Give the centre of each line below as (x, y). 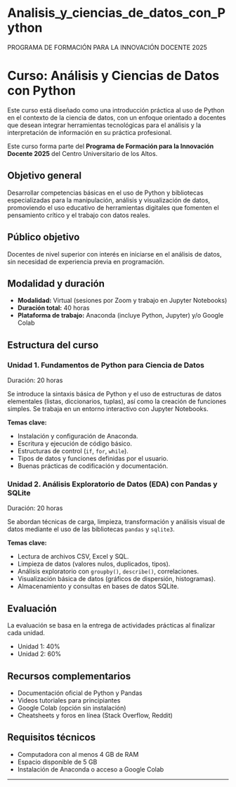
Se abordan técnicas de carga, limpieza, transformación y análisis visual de (116, 522)
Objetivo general (45, 176)
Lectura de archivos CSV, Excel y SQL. (73, 557)
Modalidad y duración (56, 284)
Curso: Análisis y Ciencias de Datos (113, 76)
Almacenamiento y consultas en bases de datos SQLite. (98, 586)
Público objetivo (44, 237)
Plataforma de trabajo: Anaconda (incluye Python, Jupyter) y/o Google (120, 316)
